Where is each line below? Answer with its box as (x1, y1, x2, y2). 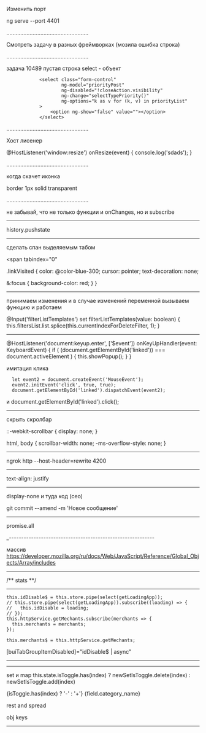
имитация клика (6, 365, 49, 372)
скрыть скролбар (6, 416, 52, 423)
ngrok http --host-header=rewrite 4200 (6, 457, 107, 464)
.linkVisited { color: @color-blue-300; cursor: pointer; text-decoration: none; (6, 267, 199, 275)
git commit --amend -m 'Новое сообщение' (6, 504, 118, 512)
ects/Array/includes (6, 559, 56, 566)
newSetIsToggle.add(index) (6, 678, 75, 685)
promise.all (6, 522, 34, 529)
